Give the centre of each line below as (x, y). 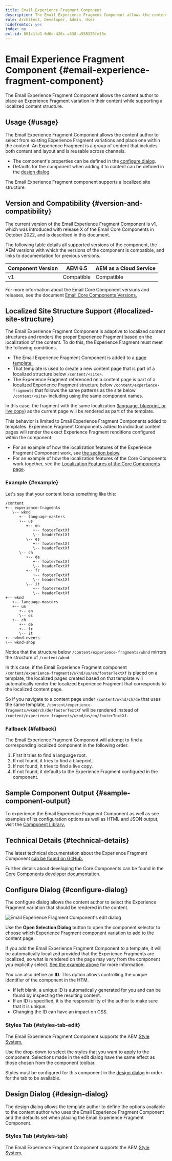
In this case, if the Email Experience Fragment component (66, 667)
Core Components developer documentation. (53, 874)
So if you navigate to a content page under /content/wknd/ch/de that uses (83, 699)
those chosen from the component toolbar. (50, 1062)
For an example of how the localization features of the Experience (82, 447)
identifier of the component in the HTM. (47, 980)
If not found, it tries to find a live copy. (53, 766)
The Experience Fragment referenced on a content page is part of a (84, 380)
